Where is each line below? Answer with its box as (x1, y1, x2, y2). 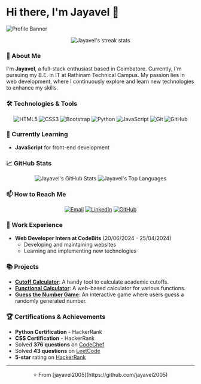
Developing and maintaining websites (23, 241, 117, 248)
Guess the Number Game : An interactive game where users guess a (14, 291, 184, 298)
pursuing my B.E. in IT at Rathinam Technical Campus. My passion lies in (6, 72, 185, 79)
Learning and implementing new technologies (23, 247, 136, 254)
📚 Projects (6, 262, 39, 271)
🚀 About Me (6, 51, 41, 60)
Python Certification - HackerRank (14, 328, 103, 336)
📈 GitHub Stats (6, 159, 52, 167)
